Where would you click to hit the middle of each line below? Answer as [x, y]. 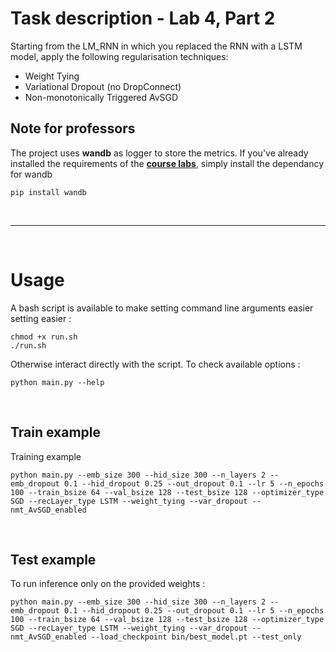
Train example [56, 432]
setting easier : [41, 318]
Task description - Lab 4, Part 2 [143, 18]
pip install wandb [48, 192]
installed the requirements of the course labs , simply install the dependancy [167, 163]
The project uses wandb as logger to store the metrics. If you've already [159, 153]
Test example [53, 559]
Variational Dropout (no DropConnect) [103, 86]
